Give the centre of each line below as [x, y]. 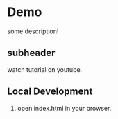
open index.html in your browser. [64, 108]
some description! [33, 31]
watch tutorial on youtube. [45, 69]
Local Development [50, 92]
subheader [31, 53]
